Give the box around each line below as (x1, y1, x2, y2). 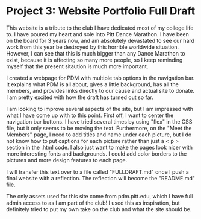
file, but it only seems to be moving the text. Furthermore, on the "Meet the (6, 124, 192, 132)
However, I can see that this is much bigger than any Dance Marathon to (6, 49, 185, 57)
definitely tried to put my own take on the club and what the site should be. (6, 205, 192, 212)
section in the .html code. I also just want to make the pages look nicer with (6, 144, 193, 151)
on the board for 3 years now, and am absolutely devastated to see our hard (6, 37, 194, 44)
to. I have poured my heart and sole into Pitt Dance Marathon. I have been (6, 30, 190, 37)
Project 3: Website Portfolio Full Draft (6, 4, 196, 18)
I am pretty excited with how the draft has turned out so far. (6, 94, 153, 101)
